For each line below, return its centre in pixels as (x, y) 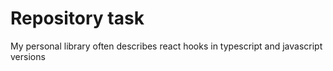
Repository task (77, 18)
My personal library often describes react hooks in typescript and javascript (166, 46)
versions (28, 56)
